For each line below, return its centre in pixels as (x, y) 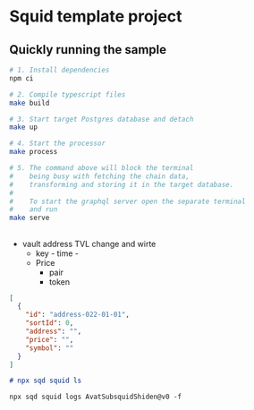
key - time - (57, 253)
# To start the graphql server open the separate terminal (127, 201)
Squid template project (96, 17)
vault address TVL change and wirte (89, 243)
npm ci (21, 78)
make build (30, 103)
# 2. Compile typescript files (68, 94)
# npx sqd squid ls (46, 381)
